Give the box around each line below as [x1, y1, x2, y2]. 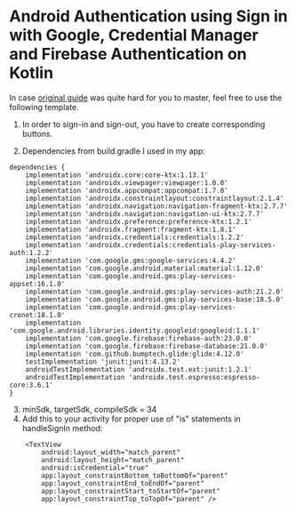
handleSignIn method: [21, 422, 103, 433]
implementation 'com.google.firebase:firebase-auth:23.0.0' [25, 333, 252, 343]
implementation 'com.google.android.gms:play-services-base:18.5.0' [25, 295, 284, 304]
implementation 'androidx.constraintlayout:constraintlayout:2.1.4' [25, 194, 284, 203]
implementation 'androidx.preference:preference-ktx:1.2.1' [25, 217, 252, 226]
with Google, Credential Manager [9, 25, 260, 45]
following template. [9, 101, 80, 112]
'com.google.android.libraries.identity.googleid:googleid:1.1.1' [9, 326, 260, 335]
